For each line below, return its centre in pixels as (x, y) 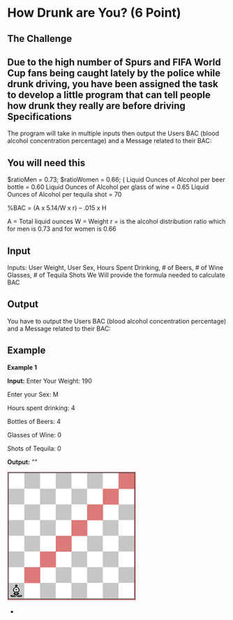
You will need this (46, 163)
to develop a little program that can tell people (109, 94)
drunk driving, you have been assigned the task (113, 84)
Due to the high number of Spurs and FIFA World (114, 62)
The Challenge (40, 39)
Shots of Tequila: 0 (34, 448)
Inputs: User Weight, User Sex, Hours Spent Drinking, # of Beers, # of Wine (115, 268)
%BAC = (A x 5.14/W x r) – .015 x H (57, 208)
